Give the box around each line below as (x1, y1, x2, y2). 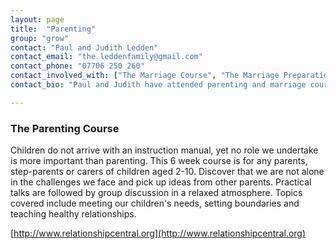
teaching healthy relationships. (10, 208, 137, 220)
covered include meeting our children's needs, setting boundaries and (10, 197, 300, 210)
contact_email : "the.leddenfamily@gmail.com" (10, 52, 203, 62)
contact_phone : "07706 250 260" (10, 61, 145, 71)
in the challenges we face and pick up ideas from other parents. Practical (10, 176, 312, 188)
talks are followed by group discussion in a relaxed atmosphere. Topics (10, 187, 303, 199)
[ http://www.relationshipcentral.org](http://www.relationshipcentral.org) (10, 227, 307, 240)
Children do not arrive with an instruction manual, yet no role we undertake (10, 144, 319, 156)
